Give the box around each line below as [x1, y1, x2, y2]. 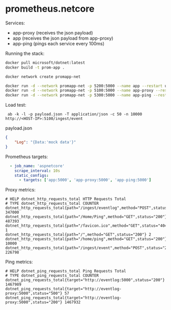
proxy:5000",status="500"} [5, 291, 63, 296]
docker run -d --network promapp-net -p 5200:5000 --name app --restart [5, 83, 163, 88]
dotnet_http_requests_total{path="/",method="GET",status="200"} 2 [5, 232, 152, 237]
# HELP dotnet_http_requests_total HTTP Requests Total [5, 197, 126, 202]
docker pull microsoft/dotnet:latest [5, 60, 85, 65]
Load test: [5, 102, 26, 108]
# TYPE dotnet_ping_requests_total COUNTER [5, 273, 99, 278]
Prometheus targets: [5, 153, 48, 160]
